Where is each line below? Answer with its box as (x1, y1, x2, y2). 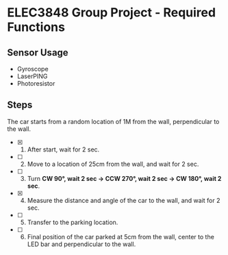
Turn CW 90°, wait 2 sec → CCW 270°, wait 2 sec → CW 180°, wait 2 (27, 174, 222, 182)
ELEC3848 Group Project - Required (7, 5, 216, 21)
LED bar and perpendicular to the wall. (27, 240, 136, 248)
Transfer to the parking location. (27, 218, 118, 226)
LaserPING (16, 72, 48, 80)
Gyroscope (16, 65, 49, 73)
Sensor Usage (7, 47, 68, 58)
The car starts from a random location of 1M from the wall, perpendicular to (7, 117, 220, 125)
